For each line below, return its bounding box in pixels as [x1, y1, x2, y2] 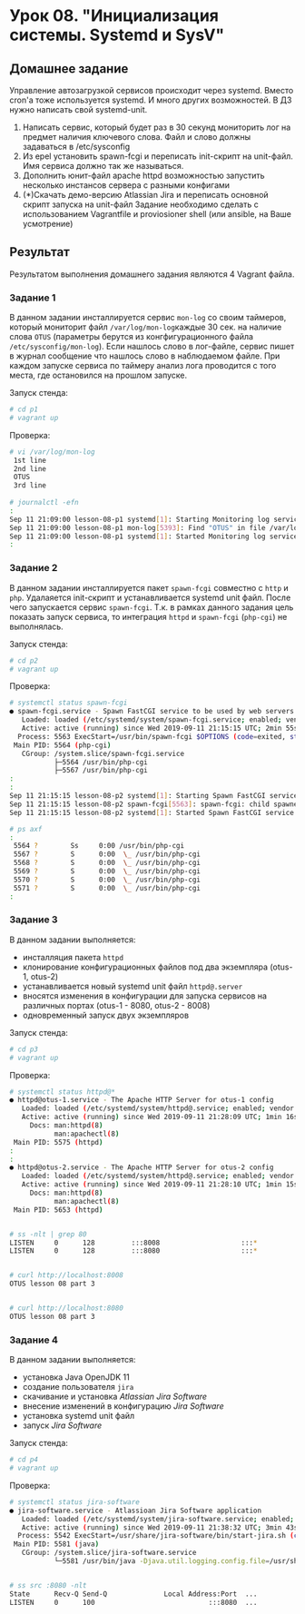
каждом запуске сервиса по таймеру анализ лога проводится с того [9, 360, 277, 371]
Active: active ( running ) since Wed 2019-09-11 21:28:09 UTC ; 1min [21, 1113, 282, 1122]
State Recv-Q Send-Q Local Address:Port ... [9, 1589, 258, 1599]
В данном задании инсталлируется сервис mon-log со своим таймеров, [9, 312, 287, 323]
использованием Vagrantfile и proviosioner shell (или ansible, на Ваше [22, 209, 292, 219]
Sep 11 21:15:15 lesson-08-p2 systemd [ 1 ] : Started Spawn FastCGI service [9, 808, 295, 817]
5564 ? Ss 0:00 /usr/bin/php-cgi [13, 841, 184, 851]
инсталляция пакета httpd [22, 951, 124, 962]
